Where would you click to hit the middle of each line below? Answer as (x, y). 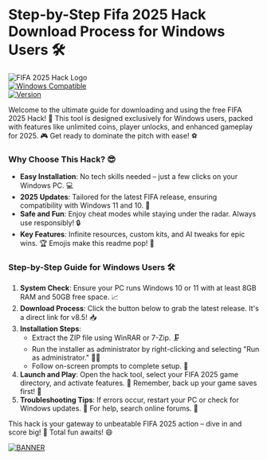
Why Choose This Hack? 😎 (62, 159)
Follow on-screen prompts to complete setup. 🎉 (110, 366)
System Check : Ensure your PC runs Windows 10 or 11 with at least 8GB (138, 287)
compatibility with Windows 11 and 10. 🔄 (85, 205)
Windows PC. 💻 (47, 185)
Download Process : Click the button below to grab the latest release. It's (139, 308)
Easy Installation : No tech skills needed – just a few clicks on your (129, 177)
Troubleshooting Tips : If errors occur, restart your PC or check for (129, 400)
